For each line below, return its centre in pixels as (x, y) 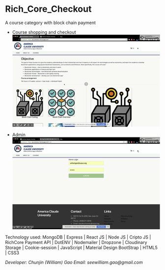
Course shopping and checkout (44, 32)
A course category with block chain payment (50, 23)
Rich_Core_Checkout (48, 9)
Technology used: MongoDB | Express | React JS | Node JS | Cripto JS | (78, 237)
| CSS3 (12, 253)
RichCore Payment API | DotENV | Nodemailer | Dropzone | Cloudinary (76, 243)
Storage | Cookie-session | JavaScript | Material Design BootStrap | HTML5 (82, 248)
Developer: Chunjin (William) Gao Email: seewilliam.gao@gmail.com (74, 262)
